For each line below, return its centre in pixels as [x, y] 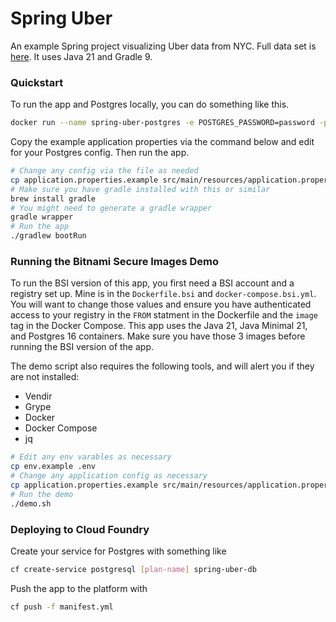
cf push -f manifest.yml [62, 607]
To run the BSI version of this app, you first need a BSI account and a [152, 283]
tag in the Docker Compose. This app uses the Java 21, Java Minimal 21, [159, 326]
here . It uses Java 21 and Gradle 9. [81, 56]
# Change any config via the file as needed [104, 171]
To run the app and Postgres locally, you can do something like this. [150, 104]
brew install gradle [53, 198]
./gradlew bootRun [48, 236]
